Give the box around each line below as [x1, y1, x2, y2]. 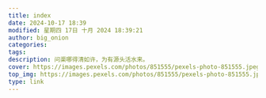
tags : [8, 48, 26, 56]
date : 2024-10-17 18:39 [8, 19, 87, 27]
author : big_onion [8, 33, 69, 42]
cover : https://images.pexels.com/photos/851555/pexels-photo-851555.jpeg [8, 63, 260, 71]
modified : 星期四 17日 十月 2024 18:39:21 [8, 26, 143, 34]
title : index [8, 11, 51, 20]
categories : [8, 41, 47, 49]
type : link [8, 77, 44, 85]
